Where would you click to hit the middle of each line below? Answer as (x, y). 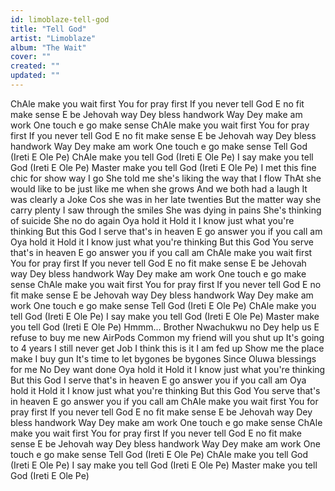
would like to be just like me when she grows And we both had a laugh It (159, 188)
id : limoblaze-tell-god (60, 19)
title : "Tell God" (48, 29)
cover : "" (31, 57)
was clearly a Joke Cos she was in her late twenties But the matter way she (166, 199)
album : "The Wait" (48, 47)
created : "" (35, 66)
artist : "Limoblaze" (53, 38)
